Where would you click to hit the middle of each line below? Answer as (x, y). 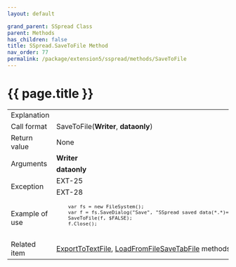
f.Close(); (83, 224)
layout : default (31, 14)
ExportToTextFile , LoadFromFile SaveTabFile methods (143, 248)
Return (22, 137)
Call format (29, 126)
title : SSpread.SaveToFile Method (58, 46)
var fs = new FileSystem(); (106, 207)
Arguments (29, 163)
